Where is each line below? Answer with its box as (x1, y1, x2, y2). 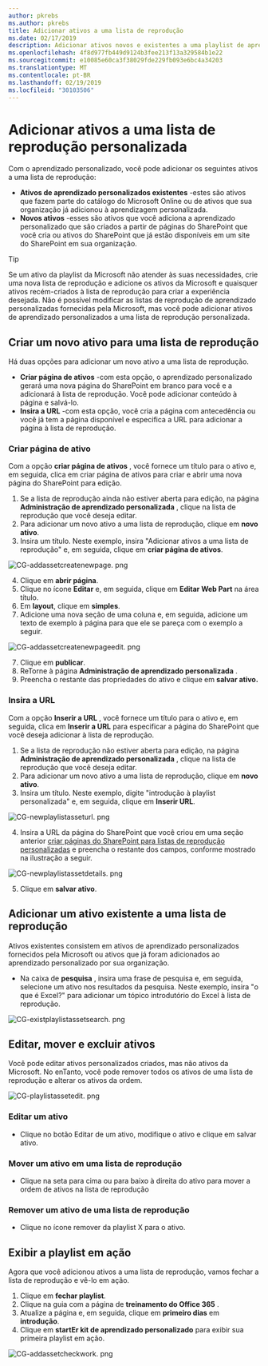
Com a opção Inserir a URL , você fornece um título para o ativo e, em (8, 713, 238, 722)
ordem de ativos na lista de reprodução (19, 1184, 149, 1194)
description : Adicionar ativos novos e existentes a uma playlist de (8, 42, 245, 50)
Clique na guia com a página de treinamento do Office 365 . (19, 1300, 219, 1309)
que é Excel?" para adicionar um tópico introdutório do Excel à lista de (19, 990, 251, 1000)
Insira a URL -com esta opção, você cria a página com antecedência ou (19, 406, 256, 416)
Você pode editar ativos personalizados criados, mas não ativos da (8, 1059, 229, 1068)
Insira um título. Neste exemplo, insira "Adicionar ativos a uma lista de (19, 537, 249, 546)
